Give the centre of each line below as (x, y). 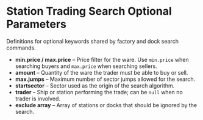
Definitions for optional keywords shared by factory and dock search (92, 41)
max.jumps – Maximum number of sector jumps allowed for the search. (105, 79)
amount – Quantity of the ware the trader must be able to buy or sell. (101, 72)
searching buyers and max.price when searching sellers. (86, 66)
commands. (21, 48)
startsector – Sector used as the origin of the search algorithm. (95, 85)
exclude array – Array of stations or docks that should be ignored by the (106, 105)
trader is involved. (38, 99)
